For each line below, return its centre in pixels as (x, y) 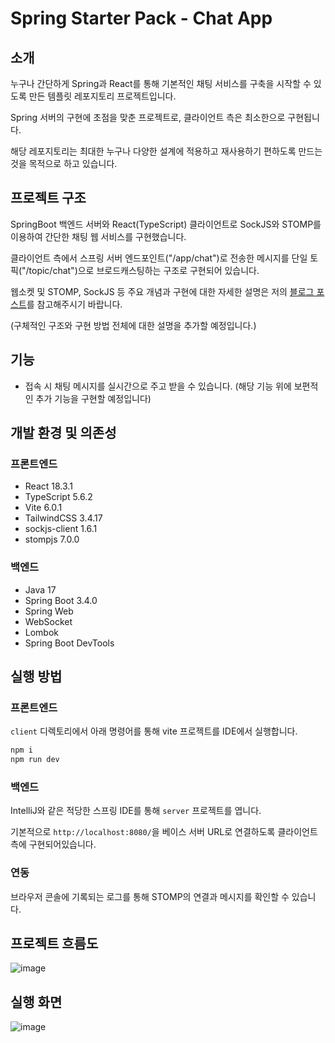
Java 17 (40, 589)
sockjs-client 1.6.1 (61, 529)
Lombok (42, 632)
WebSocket (48, 621)
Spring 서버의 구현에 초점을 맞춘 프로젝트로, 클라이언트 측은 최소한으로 (148, 117)
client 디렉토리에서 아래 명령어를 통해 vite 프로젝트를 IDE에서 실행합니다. (154, 731)
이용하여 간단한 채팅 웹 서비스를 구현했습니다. (98, 236)
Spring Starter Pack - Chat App (141, 18)
